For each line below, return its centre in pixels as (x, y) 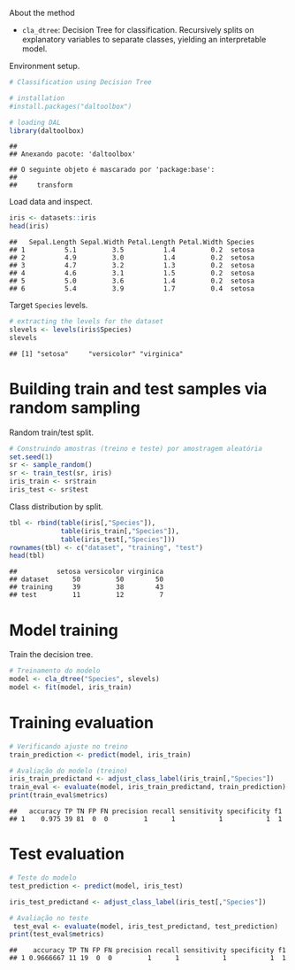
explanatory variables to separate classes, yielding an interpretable (144, 39)
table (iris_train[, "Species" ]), (120, 531)
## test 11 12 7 (87, 595)
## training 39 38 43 (87, 587)
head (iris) (29, 226)
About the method (42, 13)
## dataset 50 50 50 (87, 579)
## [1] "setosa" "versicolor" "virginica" (96, 353)
